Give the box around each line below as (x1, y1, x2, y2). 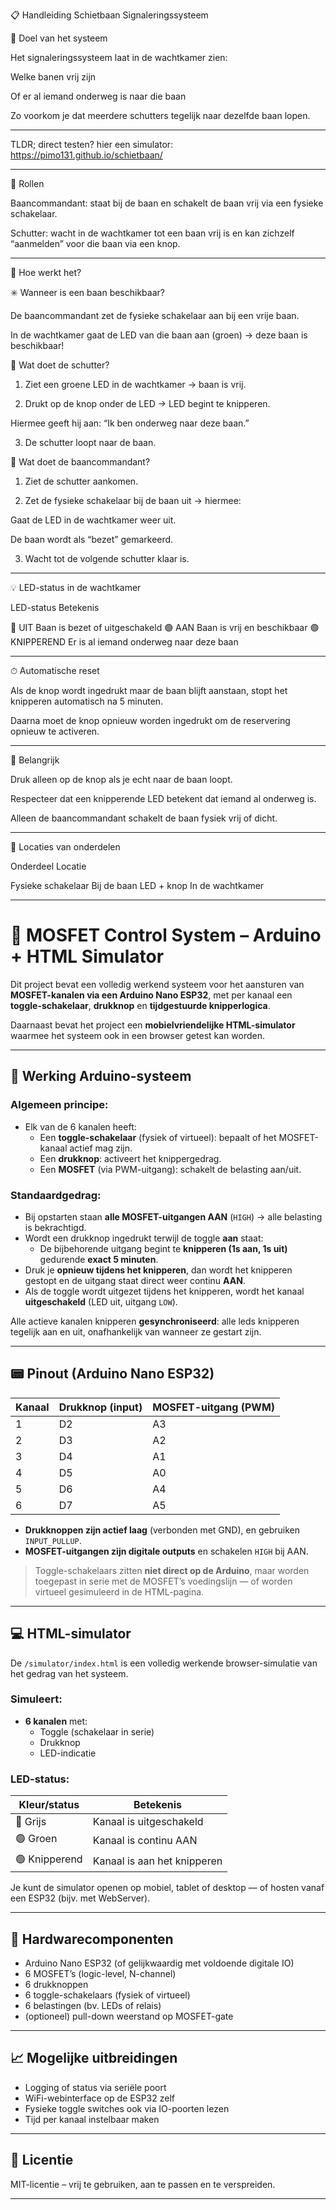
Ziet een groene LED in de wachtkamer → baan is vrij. (24, 379, 247, 390)
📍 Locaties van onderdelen (10, 841, 121, 853)
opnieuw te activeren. (10, 725, 100, 737)
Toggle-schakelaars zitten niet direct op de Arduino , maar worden (34, 1564, 310, 1576)
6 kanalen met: (24, 1715, 88, 1727)
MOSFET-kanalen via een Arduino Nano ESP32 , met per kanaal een (10, 989, 293, 1001)
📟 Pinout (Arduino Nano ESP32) (10, 1365, 215, 1383)
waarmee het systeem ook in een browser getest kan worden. (10, 1029, 265, 1041)
